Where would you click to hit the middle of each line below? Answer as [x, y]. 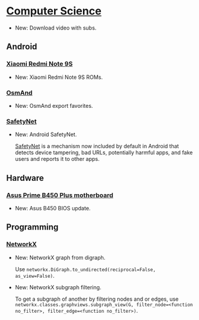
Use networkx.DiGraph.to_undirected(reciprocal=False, [85, 269]
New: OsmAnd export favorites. [54, 105]
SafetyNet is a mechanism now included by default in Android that [97, 146]
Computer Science [54, 11]
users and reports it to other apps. [57, 159]
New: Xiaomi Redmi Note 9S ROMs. [59, 77]
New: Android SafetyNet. [46, 134]
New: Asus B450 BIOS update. [53, 208]
